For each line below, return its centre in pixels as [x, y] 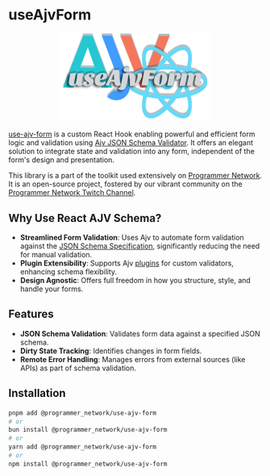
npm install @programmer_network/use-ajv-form [88, 464]
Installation [37, 393]
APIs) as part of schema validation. [78, 368]
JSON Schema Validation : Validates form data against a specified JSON [140, 333]
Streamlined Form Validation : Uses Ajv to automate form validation [132, 238]
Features [31, 314]
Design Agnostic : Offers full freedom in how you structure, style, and [135, 281]
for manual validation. [56, 255]
